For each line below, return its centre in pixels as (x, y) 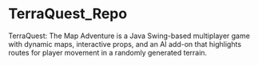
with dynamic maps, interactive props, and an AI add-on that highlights (125, 44)
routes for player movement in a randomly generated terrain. (108, 52)
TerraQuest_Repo (68, 14)
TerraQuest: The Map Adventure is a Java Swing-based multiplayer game (129, 36)
